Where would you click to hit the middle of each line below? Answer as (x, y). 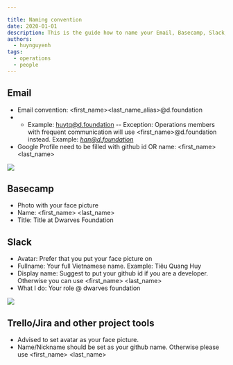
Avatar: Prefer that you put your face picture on (85, 259)
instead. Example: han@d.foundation (80, 139)
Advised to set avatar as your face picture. (78, 340)
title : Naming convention (44, 19)
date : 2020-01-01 (32, 26)
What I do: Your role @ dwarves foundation (79, 288)
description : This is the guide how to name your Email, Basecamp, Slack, (118, 33)
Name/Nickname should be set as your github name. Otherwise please (118, 347)
